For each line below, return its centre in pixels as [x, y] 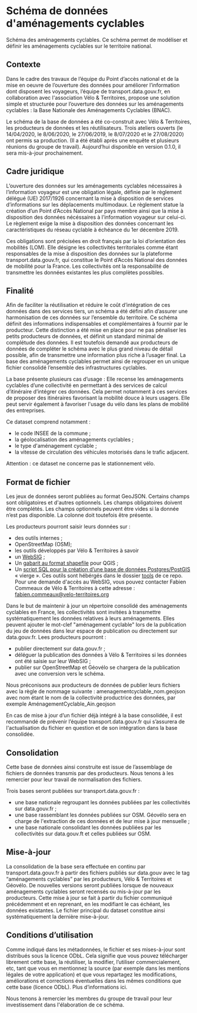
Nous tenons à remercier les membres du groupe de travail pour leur [89, 998]
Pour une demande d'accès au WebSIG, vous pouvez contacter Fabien [100, 582]
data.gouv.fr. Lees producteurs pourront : [56, 637]
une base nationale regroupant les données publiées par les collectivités [102, 802]
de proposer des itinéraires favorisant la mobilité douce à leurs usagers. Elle [98, 398]
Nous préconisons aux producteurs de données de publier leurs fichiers [93, 685]
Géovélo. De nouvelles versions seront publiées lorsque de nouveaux [90, 885]
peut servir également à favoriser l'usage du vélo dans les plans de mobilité [98, 404]
